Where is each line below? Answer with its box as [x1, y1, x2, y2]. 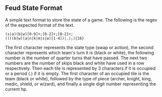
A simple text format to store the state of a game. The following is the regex [5, 17, 158, 23]
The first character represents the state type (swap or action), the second [5, 44, 154, 50]
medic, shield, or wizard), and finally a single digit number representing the [5, 81, 156, 87]
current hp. [5, 86, 28, 92]
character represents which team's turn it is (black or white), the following [5, 49, 154, 55]
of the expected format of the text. [5, 22, 75, 28]
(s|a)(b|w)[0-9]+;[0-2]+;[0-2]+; [5, 31, 73, 36]
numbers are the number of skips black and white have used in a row [5, 60, 144, 66]
